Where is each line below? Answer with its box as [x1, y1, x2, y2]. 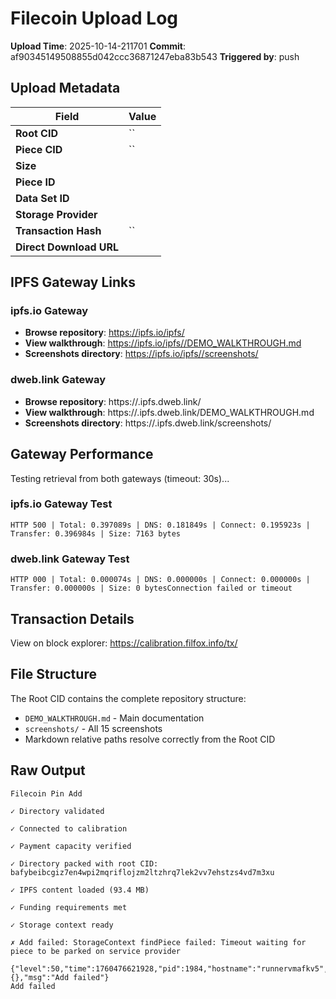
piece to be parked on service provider [10, 946, 182, 956]
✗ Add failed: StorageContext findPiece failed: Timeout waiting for [10, 937, 307, 947]
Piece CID [15, 142, 63, 156]
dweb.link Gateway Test [10, 552, 130, 566]
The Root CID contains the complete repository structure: [10, 692, 247, 704]
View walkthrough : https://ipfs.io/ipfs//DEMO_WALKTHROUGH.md [24, 337, 302, 349]
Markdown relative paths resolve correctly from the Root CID [24, 733, 276, 745]
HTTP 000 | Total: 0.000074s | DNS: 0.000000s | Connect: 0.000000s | [10, 575, 311, 585]
